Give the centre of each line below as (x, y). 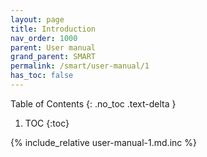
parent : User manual (53, 47)
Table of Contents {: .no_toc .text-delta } (93, 103)
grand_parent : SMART (53, 57)
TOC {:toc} (47, 123)
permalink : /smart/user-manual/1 (80, 66)
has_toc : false (42, 76)
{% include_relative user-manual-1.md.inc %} (103, 142)
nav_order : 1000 (44, 38)
